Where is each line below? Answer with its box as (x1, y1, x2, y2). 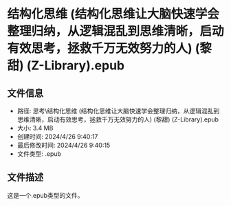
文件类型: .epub (16, 150, 62, 158)
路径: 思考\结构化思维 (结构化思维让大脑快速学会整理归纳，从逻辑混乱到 (16, 107, 220, 115)
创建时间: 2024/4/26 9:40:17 (16, 133, 98, 141)
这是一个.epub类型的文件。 (7, 191, 84, 199)
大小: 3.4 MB (16, 124, 54, 132)
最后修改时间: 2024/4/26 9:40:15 (16, 141, 111, 149)
